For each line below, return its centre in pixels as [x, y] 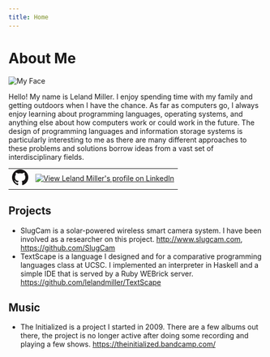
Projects [30, 211]
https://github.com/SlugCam [68, 247]
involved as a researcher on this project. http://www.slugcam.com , [131, 239]
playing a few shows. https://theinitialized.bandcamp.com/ [118, 344]
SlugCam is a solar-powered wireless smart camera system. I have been [141, 230]
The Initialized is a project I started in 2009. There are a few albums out [139, 327]
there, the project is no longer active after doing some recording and [134, 336]
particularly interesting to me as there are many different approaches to [128, 140]
